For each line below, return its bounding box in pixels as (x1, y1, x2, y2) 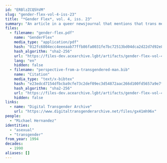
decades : (5, 141, 23, 147)
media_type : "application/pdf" (14, 40, 79, 45)
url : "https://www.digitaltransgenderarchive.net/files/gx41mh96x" (14, 109, 157, 114)
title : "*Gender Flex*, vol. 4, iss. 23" (5, 16, 92, 21)
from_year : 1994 (5, 137, 39, 142)
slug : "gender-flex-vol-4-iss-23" (5, 12, 77, 17)
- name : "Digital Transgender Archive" (9, 104, 92, 109)
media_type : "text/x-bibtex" (14, 77, 75, 81)
